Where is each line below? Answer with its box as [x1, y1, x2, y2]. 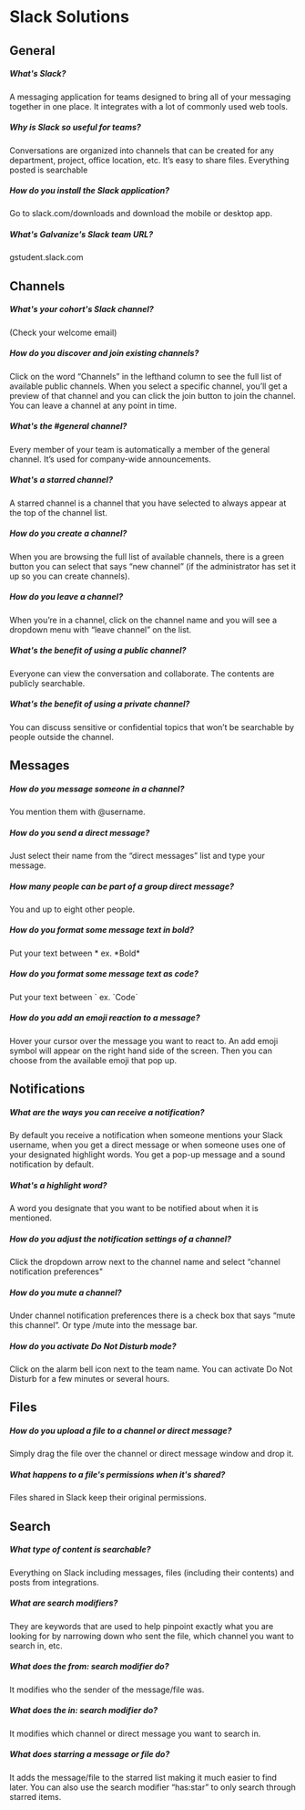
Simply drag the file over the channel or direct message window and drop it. [9, 1449, 294, 1460]
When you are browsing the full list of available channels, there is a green [9, 550, 285, 562]
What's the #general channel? [9, 421, 127, 432]
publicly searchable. [9, 677, 86, 688]
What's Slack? [9, 68, 66, 79]
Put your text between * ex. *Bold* [9, 947, 141, 958]
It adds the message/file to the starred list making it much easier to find [9, 1772, 278, 1783]
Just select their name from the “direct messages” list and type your [9, 850, 266, 861]
